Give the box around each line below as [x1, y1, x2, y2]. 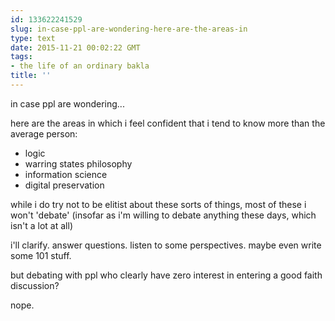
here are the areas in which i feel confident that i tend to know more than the [10, 117, 326, 129]
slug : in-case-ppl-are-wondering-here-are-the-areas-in [10, 24, 248, 34]
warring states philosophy [24, 157, 133, 170]
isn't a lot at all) [10, 219, 73, 231]
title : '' [10, 71, 52, 81]
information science [24, 168, 108, 180]
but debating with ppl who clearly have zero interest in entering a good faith [10, 269, 323, 281]
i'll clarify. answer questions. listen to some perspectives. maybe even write [10, 239, 322, 251]
